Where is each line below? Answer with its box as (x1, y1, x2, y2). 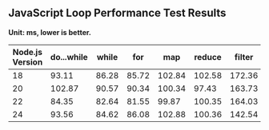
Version (12, 56, 43, 67)
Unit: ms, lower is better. (8, 27, 92, 37)
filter (235, 51, 254, 62)
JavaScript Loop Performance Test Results (8, 6, 227, 20)
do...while (50, 51, 88, 62)
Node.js (12, 46, 42, 57)
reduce (194, 51, 222, 62)
